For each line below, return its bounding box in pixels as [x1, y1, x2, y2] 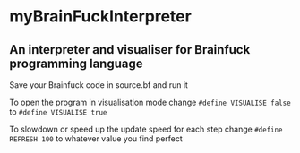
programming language [9, 55, 143, 71]
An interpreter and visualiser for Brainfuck [9, 42, 251, 57]
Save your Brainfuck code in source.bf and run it [9, 80, 188, 90]
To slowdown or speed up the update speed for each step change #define [9, 123, 284, 134]
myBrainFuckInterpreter [9, 6, 193, 27]
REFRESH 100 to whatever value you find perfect [9, 133, 184, 144]
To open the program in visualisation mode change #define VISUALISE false [9, 97, 291, 107]
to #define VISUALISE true [9, 106, 107, 117]
